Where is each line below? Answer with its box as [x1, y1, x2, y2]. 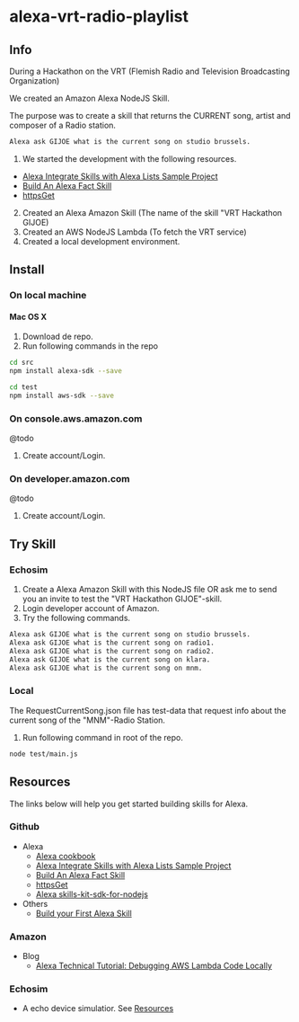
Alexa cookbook [35, 850, 96, 861]
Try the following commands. [22, 613, 131, 624]
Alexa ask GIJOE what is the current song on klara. [9, 654, 211, 664]
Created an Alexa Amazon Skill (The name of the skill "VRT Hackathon [22, 207, 283, 218]
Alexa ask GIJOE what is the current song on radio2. [9, 646, 215, 655]
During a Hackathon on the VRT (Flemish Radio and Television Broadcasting [9, 66, 290, 76]
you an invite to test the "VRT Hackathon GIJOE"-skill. [22, 593, 223, 604]
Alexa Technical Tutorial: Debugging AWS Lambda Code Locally [35, 960, 272, 972]
